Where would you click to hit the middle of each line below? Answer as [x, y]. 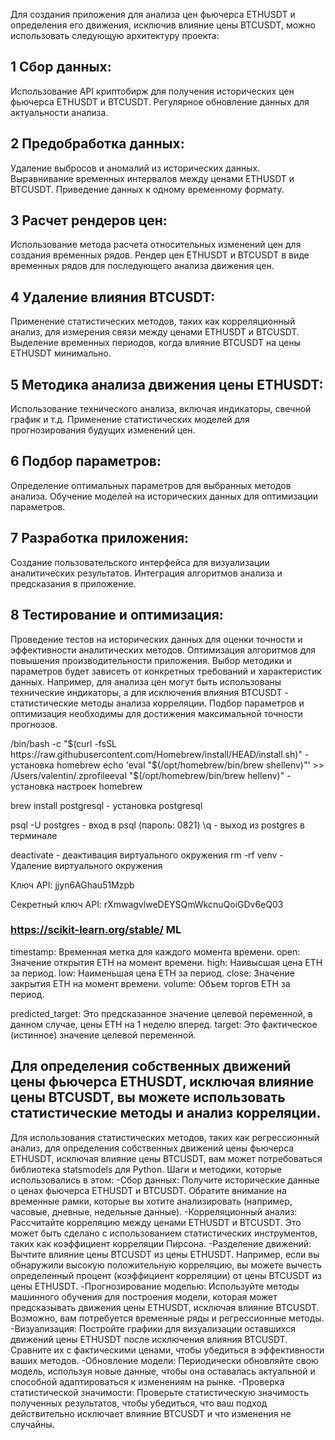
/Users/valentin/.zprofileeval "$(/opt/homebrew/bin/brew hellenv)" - [151, 775]
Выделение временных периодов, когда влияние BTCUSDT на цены [155, 343]
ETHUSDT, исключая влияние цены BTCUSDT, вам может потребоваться [166, 1158]
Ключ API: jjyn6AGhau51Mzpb [72, 885]
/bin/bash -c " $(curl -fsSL [64, 743]
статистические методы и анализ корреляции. [166, 1113]
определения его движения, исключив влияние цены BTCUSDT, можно [163, 25]
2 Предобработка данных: [97, 144]
